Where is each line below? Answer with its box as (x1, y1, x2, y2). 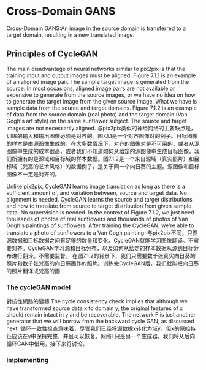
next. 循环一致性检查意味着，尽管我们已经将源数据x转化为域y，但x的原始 (6, 325, 191, 332)
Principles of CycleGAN (6, 49, 98, 59)
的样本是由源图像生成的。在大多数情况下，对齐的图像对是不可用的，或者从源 (6, 140, 200, 147)
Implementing (6, 355, 49, 364)
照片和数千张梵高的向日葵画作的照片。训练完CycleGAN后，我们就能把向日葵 (6, 259, 199, 267)
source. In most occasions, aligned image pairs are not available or (6, 85, 175, 92)
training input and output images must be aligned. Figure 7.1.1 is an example (6, 72, 196, 79)
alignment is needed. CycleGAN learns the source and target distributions (6, 195, 193, 203)
